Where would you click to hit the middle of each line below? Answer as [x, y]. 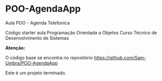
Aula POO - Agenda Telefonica [38, 23]
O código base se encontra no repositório [49, 57]
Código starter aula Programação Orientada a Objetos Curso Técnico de [81, 32]
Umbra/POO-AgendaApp [31, 63]
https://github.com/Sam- [120, 57]
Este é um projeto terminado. [36, 73]
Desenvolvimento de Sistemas [37, 38]
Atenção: [15, 48]
